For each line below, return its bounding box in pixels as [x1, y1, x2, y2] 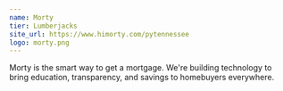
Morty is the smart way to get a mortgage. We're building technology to [9, 62, 272, 73]
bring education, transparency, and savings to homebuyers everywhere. [9, 72, 275, 83]
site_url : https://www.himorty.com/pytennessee [9, 29, 190, 38]
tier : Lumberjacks [9, 21, 78, 30]
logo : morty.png [9, 37, 70, 47]
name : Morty [9, 12, 54, 22]
